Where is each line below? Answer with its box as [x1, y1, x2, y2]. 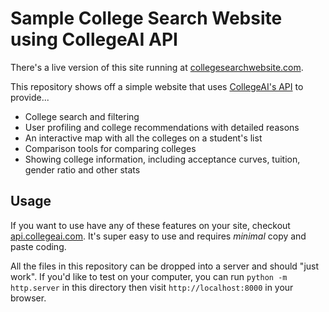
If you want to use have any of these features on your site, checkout [10, 219, 291, 231]
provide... [10, 91, 50, 103]
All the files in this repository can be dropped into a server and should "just [10, 260, 320, 272]
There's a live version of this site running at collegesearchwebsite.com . [10, 61, 304, 73]
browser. [10, 292, 47, 304]
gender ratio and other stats [24, 163, 141, 176]
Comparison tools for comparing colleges [24, 142, 197, 154]
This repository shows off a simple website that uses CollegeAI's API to [10, 80, 304, 92]
